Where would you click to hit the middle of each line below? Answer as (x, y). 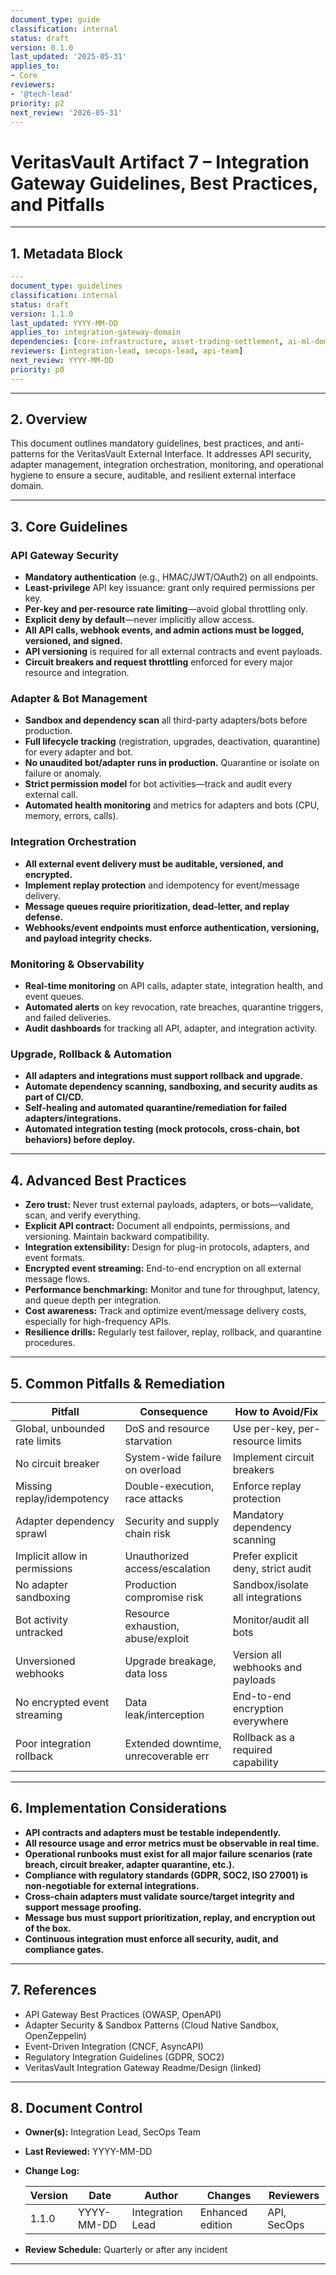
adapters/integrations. (73, 1118)
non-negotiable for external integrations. (112, 1885)
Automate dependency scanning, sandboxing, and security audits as (171, 1087)
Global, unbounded (60, 1428)
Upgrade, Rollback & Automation (91, 1054)
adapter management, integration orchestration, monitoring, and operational (167, 465)
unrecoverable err (167, 1756)
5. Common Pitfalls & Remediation (118, 1383)
